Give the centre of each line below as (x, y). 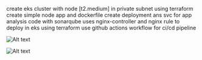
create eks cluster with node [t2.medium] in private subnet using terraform (100, 9)
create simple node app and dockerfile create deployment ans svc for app (99, 15)
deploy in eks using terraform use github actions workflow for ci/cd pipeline (101, 28)
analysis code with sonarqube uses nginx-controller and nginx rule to (93, 21)
